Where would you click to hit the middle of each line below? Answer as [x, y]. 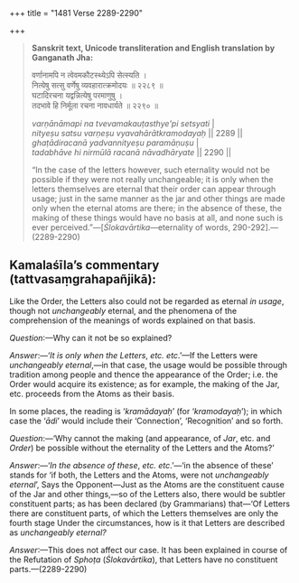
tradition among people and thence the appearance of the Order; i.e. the [144, 375]
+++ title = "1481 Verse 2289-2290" [76, 13]
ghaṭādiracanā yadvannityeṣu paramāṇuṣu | [115, 143]
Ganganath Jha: [62, 57]
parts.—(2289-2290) [48, 569]
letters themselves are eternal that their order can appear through [154, 189]
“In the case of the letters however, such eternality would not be [151, 170]
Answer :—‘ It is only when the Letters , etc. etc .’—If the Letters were [134, 355]
